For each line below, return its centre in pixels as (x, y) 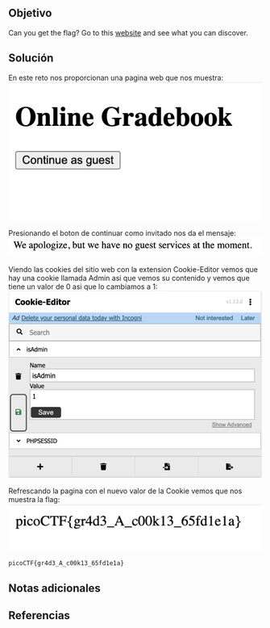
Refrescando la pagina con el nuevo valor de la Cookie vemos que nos (125, 491)
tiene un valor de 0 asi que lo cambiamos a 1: (83, 287)
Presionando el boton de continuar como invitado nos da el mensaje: (122, 232)
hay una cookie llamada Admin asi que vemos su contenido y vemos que (129, 278)
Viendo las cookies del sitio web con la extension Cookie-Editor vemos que (133, 269)
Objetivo (30, 13)
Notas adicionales (54, 588)
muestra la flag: (34, 499)
